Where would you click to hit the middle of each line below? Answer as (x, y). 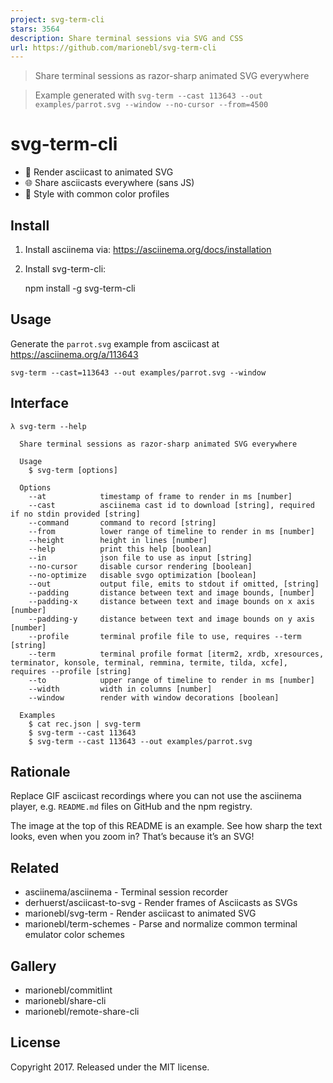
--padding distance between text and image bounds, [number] (171, 592)
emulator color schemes (74, 935)
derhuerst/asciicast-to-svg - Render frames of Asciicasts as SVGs (161, 903)
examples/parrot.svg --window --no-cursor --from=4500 (151, 105)
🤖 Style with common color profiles (97, 194)
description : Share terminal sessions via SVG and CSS (127, 38)
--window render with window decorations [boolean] (154, 697)
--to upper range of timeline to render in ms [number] (171, 680)
